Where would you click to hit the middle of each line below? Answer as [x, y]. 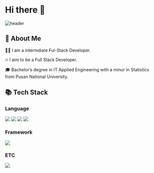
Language [17, 109]
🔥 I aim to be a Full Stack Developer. [41, 60]
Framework [19, 132]
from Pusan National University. [37, 77]
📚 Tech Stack [26, 92]
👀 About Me [23, 39]
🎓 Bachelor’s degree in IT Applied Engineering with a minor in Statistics [77, 69]
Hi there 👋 [25, 10]
